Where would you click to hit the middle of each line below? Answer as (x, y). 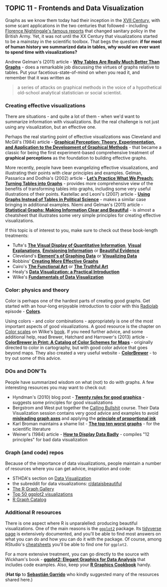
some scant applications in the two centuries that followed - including (77, 25)
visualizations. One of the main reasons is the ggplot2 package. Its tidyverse (83, 529)
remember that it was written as (38, 77)
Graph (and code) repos (34, 452)
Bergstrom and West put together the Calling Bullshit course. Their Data (86, 408)
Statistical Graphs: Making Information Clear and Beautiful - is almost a (80, 210)
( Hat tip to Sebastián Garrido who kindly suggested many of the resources (82, 575)
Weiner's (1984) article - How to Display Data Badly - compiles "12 (81, 434)
